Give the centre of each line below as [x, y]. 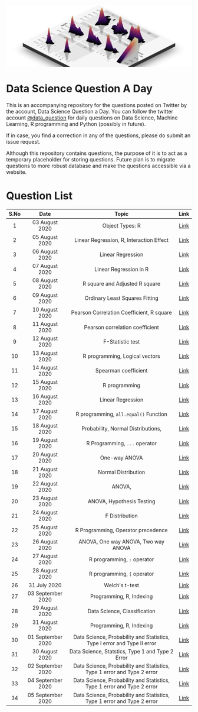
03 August [45, 222]
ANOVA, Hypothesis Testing [121, 501]
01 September [45, 637]
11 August [45, 324]
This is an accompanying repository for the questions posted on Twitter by [97, 105]
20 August [45, 455]
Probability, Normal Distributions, [122, 429]
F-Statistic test [121, 341]
